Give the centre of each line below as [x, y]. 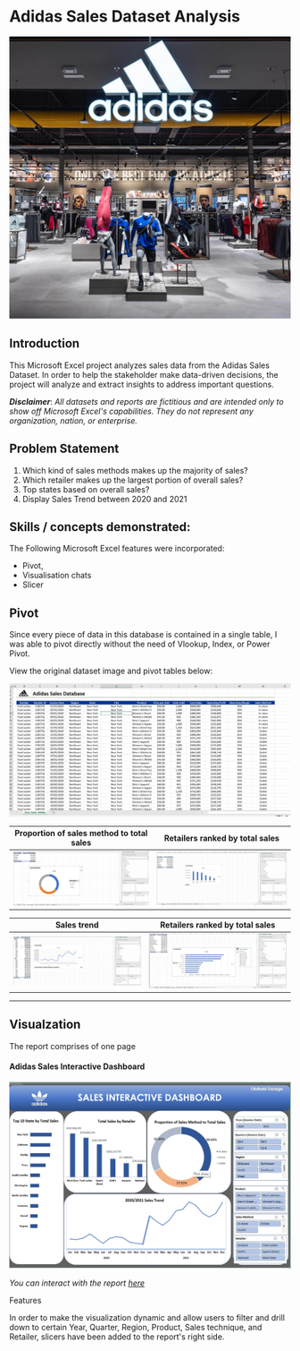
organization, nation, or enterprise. [74, 420]
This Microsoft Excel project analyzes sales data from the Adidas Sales [140, 365]
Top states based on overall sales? [86, 489]
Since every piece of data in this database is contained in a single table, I [143, 635]
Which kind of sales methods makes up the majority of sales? [135, 470]
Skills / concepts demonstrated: [100, 527]
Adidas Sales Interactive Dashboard [77, 1066]
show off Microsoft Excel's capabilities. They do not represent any [132, 411]
